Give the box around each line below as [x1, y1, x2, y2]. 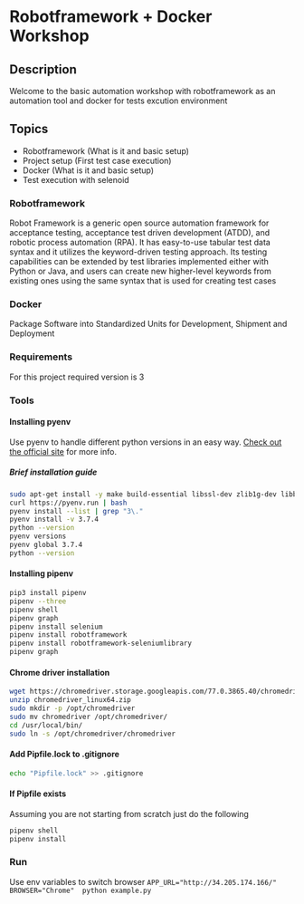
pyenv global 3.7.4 [9, 541, 83, 550]
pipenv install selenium [9, 622, 103, 631]
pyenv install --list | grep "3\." [9, 506, 144, 515]
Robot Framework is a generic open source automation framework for [9, 217, 270, 228]
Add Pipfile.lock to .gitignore [9, 749, 120, 760]
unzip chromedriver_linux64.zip [9, 696, 131, 705]
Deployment [9, 328, 55, 339]
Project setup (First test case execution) [22, 155, 172, 166]
